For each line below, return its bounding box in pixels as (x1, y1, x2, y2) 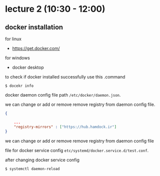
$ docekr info (5, 83, 34, 88)
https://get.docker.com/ (12, 46, 60, 51)
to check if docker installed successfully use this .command (5, 74, 125, 79)
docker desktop (12, 65, 44, 70)
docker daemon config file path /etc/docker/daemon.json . (5, 92, 121, 98)
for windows (5, 55, 30, 61)
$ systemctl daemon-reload (5, 166, 60, 171)
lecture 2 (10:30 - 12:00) (5, 3, 106, 15)
